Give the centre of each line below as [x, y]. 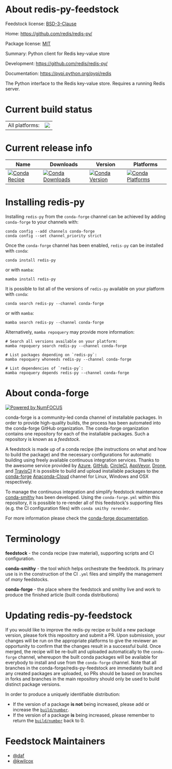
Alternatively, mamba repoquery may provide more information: [70, 332]
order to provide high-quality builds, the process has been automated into [83, 422]
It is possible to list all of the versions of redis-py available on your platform [85, 289]
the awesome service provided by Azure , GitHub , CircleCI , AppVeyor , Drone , [86, 465]
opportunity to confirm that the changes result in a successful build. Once [83, 646]
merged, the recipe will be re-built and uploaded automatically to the [78, 651]
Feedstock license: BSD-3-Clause [41, 24]
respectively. [19, 482]
